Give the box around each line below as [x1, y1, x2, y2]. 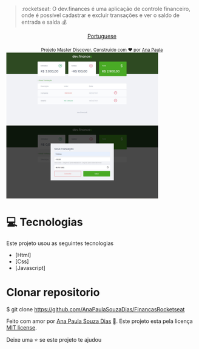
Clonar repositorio [6, 285, 100, 299]
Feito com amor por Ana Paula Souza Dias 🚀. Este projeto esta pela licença [6, 317, 193, 325]
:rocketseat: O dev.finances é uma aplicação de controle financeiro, [21, 5, 191, 12]
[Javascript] [15, 264, 46, 271]
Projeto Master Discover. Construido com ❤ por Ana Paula [41, 47, 163, 53]
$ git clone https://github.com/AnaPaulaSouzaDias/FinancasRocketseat [6, 305, 185, 313]
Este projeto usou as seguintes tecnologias [6, 240, 114, 247]
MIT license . [6, 323, 38, 331]
